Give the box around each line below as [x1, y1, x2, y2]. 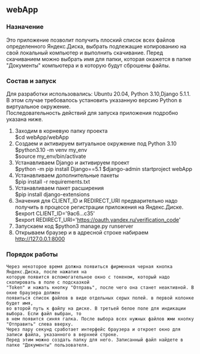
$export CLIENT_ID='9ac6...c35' [14, 209, 95, 217]
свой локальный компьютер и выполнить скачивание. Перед [6, 49, 163, 56]
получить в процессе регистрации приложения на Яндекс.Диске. [14, 203, 184, 210]
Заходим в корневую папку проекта [14, 127, 108, 134]
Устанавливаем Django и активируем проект [14, 158, 130, 166]
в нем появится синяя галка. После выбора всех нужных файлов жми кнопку [6, 316, 195, 322]
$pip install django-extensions [14, 191, 90, 198]
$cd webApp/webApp [14, 133, 69, 141]
